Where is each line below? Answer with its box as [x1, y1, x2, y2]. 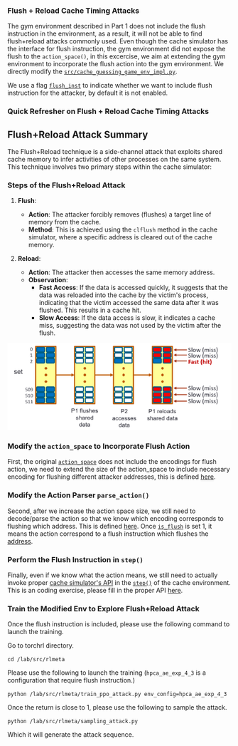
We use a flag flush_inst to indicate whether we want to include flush [7, 81, 213, 90]
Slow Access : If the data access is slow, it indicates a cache [38, 314, 215, 322]
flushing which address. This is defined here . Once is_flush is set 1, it [7, 522, 212, 530]
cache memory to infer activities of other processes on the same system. [7, 155, 222, 164]
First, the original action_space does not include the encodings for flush [7, 457, 217, 466]
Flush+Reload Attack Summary [7, 128, 148, 140]
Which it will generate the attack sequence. [7, 730, 134, 739]
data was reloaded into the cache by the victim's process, [38, 291, 208, 299]
